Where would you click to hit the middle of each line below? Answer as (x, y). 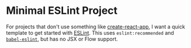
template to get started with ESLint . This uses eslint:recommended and (90, 32)
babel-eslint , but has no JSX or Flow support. (62, 39)
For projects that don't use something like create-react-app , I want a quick (95, 27)
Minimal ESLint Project (62, 11)
